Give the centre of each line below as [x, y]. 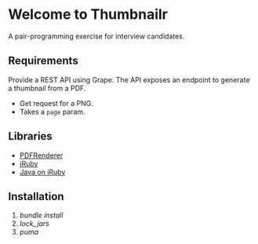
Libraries [30, 136]
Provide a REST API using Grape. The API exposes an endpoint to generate [129, 79]
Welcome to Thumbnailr [88, 15]
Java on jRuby [42, 172]
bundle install [41, 215]
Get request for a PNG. [56, 103]
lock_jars [34, 224]
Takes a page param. [52, 111]
